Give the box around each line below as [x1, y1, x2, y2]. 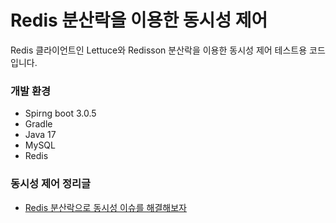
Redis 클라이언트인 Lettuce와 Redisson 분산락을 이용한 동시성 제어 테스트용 [10, 44, 308, 56]
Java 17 [24, 129, 57, 141]
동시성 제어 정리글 [10, 177, 92, 191]
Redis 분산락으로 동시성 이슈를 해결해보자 [24, 201, 187, 213]
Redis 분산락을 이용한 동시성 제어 [10, 9, 268, 32]
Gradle [24, 118, 53, 130]
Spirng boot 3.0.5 [24, 107, 97, 120]
